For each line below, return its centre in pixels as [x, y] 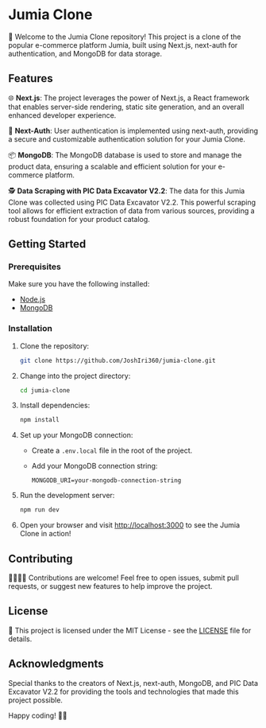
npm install [39, 420]
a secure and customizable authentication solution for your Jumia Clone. [127, 139]
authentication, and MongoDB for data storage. [85, 53]
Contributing [40, 559]
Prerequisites [35, 267]
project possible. [36, 700]
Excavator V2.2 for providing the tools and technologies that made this [124, 691]
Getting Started [47, 244]
